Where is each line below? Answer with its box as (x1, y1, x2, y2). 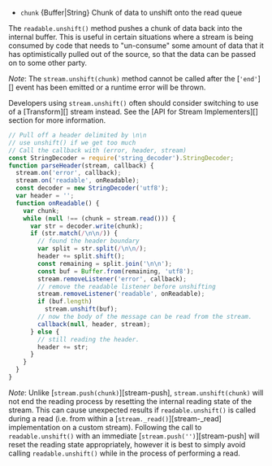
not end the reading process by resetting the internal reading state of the (8, 396, 253, 406)
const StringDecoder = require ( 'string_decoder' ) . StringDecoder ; (8, 154, 234, 162)
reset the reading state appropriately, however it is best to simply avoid (8, 439, 246, 449)
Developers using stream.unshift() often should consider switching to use (8, 98, 259, 107)
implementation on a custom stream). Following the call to (8, 422, 202, 432)
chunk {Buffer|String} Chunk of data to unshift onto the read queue (19, 8, 243, 17)
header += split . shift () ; (37, 252, 126, 260)
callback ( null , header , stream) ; (37, 320, 151, 329)
